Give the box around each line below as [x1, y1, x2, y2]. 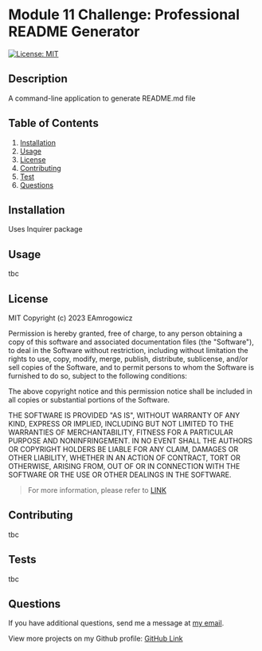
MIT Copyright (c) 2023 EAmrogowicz [8, 313, 133, 323]
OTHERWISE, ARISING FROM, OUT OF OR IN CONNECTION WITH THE [8, 462, 240, 470]
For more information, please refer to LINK [27, 486, 167, 494]
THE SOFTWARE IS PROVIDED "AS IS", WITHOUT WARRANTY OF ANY [8, 411, 240, 420]
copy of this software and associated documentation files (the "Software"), [8, 337, 255, 347]
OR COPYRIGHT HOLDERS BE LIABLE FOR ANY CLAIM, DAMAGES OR [8, 445, 239, 454]
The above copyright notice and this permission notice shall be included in [8, 387, 252, 396]
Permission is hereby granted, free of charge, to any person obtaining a [8, 329, 243, 338]
